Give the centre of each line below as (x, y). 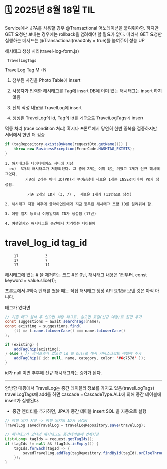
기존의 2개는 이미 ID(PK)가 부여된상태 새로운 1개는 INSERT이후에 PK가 (89, 179)
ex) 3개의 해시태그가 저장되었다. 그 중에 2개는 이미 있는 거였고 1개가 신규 (79, 169)
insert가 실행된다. (22, 401)
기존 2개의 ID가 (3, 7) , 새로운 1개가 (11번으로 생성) (80, 194)
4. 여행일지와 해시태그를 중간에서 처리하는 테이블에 (50, 223)
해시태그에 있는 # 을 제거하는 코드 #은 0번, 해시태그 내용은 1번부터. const (76, 275)
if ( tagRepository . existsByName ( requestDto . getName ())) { (66, 144)
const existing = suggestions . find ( (43, 326)
